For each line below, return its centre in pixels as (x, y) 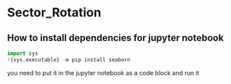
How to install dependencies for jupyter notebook (115, 38)
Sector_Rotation (54, 13)
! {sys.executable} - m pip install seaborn (69, 59)
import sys (23, 53)
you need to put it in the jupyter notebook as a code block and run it (103, 72)
